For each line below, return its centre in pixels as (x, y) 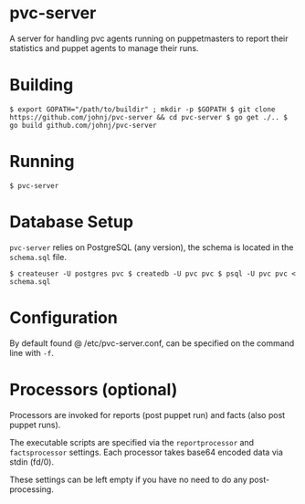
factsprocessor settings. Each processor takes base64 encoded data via (146, 452)
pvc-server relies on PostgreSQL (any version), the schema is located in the (152, 247)
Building (42, 85)
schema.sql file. (38, 257)
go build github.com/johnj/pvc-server (83, 125)
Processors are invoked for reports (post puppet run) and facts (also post (147, 415)
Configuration (64, 317)
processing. (32, 489)
